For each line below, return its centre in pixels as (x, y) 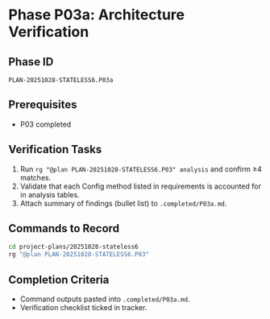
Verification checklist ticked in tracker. (83, 307)
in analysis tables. (50, 194)
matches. (35, 177)
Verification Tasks (55, 149)
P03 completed (46, 124)
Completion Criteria (59, 280)
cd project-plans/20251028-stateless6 (73, 247)
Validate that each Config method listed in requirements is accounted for (141, 186)
